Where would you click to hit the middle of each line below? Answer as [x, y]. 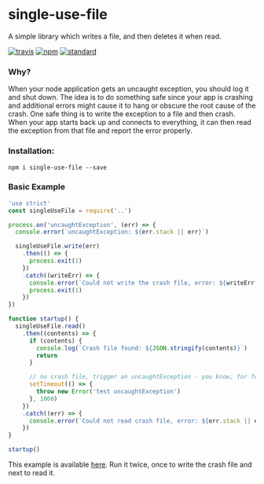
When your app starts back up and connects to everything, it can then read [130, 123]
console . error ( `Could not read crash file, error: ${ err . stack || [140, 421]
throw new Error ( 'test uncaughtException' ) [108, 392]
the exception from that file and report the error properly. [100, 130]
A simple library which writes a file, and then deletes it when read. [115, 36]
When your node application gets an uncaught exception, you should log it [128, 89]
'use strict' [29, 203]
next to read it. [32, 473]
